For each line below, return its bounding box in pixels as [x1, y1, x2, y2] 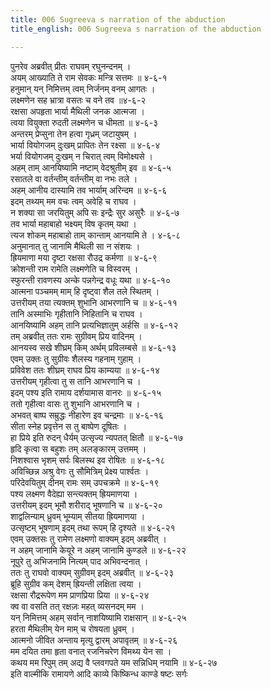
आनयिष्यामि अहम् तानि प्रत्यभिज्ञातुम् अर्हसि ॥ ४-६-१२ [10, 319, 179, 331]
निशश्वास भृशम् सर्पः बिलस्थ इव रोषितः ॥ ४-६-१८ [10, 454, 166, 466]
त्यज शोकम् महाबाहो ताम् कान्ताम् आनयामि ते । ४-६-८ [10, 229, 182, 241]
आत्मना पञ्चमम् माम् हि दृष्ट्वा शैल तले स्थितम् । [10, 285, 160, 297]
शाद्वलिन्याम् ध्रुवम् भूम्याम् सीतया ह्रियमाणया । [10, 510, 146, 522]
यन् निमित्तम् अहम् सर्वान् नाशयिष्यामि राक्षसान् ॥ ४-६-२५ [10, 611, 187, 623]
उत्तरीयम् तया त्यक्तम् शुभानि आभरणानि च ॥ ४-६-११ [10, 296, 178, 308]
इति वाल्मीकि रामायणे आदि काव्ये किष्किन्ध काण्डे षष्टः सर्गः [10, 667, 188, 680]
